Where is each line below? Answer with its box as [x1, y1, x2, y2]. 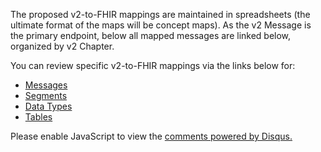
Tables [24, 111, 53, 123]
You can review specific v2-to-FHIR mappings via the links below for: [10, 60, 296, 71]
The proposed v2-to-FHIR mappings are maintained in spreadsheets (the [10, 9, 311, 20]
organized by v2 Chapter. [10, 40, 115, 52]
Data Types [24, 100, 73, 112]
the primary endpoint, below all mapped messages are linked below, [10, 30, 292, 41]
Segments [24, 90, 68, 101]
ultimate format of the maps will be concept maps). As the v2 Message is [10, 19, 312, 31]
